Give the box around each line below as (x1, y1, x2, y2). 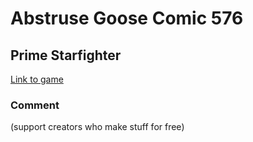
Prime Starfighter (10, 47, 122, 64)
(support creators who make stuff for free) (10, 121, 185, 133)
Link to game (10, 73, 64, 85)
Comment (10, 98, 60, 112)
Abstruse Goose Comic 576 (10, 7, 244, 30)
